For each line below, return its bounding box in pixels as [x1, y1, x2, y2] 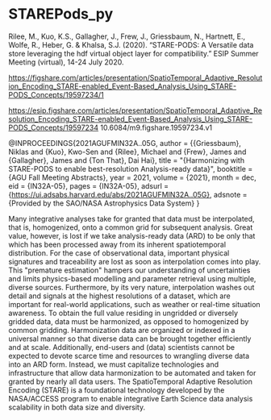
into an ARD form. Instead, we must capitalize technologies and [8, 360, 219, 369]
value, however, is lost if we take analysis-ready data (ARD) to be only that [8, 231, 256, 240]
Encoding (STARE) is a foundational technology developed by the [8, 385, 225, 395]
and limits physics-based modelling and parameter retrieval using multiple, [8, 273, 256, 283]
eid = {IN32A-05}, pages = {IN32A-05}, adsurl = [8, 181, 169, 190]
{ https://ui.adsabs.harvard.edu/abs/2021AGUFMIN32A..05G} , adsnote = [8, 189, 248, 199]
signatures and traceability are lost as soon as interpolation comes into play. [8, 256, 261, 266]
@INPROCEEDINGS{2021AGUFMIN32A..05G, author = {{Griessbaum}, [8, 138, 242, 148]
